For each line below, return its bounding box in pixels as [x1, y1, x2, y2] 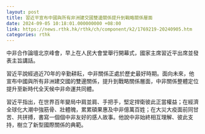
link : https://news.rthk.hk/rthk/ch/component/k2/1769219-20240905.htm [6, 26, 192, 32]
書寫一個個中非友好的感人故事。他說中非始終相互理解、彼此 [38, 114, 188, 121]
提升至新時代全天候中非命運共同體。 [6, 85, 98, 92]
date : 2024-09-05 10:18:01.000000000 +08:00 [6, 20, 121, 26]
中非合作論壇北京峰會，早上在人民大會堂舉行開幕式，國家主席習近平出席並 [6, 50, 193, 57]
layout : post [6, 9, 40, 15]
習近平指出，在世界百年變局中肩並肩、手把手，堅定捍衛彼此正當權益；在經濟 [6, 99, 199, 106]
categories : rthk [6, 32, 51, 38]
